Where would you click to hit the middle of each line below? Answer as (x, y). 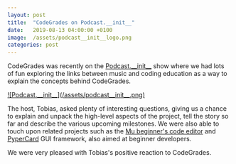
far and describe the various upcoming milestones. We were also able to (113, 124)
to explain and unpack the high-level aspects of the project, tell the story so (118, 116)
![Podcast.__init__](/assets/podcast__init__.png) (76, 95)
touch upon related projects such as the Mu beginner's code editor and (112, 131)
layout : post (27, 15)
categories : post (33, 45)
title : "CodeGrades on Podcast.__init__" (71, 22)
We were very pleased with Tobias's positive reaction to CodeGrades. (109, 153)
